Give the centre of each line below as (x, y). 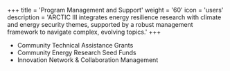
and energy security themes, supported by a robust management (100, 24)
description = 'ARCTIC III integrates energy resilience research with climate (114, 17)
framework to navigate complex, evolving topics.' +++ (84, 32)
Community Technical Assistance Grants (75, 45)
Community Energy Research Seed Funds (77, 52)
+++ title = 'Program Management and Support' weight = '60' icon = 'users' (115, 10)
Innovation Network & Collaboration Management (88, 60)
